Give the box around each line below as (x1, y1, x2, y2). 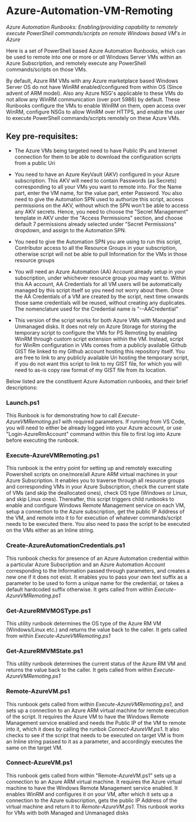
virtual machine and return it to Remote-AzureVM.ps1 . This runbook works (6, 803, 185, 810)
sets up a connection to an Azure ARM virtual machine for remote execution (6, 707, 189, 714)
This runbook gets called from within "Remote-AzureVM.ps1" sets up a (6, 772, 177, 779)
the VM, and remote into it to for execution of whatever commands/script (6, 514, 182, 521)
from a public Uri (14, 159, 56, 166)
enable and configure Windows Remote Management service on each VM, (6, 502, 185, 509)
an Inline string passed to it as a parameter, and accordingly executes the (6, 738, 183, 745)
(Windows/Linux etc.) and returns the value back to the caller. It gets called (6, 626, 187, 633)
